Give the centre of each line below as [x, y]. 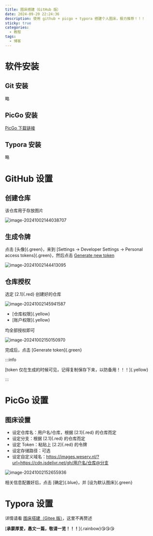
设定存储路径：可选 [31, 451]
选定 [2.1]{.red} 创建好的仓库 [33, 294]
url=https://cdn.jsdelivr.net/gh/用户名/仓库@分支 [60, 463]
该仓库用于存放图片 [24, 211]
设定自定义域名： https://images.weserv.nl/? [55, 457]
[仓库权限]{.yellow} [31, 314]
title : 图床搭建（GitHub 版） [33, 9]
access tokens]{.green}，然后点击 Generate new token [60, 256]
